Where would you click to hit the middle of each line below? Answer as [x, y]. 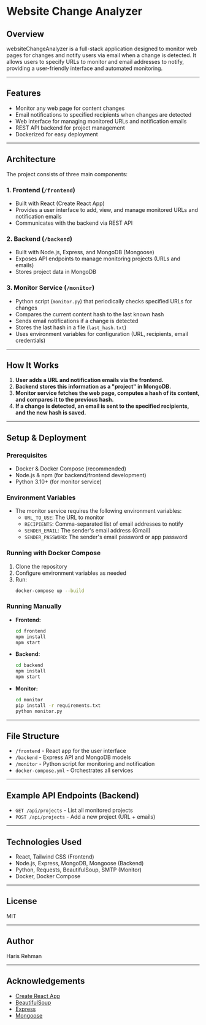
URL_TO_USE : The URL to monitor [64, 518]
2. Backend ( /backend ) [39, 239]
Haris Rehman [24, 956]
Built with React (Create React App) [60, 203]
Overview [25, 34]
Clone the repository [41, 566]
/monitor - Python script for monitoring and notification [85, 764]
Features [24, 93]
